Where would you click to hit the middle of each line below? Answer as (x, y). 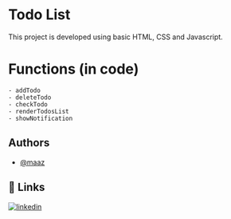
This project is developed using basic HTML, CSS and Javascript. (115, 37)
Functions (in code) (74, 69)
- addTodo (25, 90)
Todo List (39, 15)
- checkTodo (28, 104)
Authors (29, 143)
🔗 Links (27, 187)
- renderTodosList (39, 111)
